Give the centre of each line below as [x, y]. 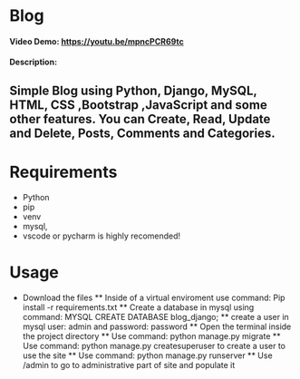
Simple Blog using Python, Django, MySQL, [133, 90]
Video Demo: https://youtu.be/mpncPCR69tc [97, 41]
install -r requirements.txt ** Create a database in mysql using [138, 307]
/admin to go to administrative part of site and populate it [129, 364]
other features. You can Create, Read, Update [140, 119]
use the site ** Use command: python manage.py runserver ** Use [148, 355]
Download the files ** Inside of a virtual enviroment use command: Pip [154, 297]
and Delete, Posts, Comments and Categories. [142, 133]
